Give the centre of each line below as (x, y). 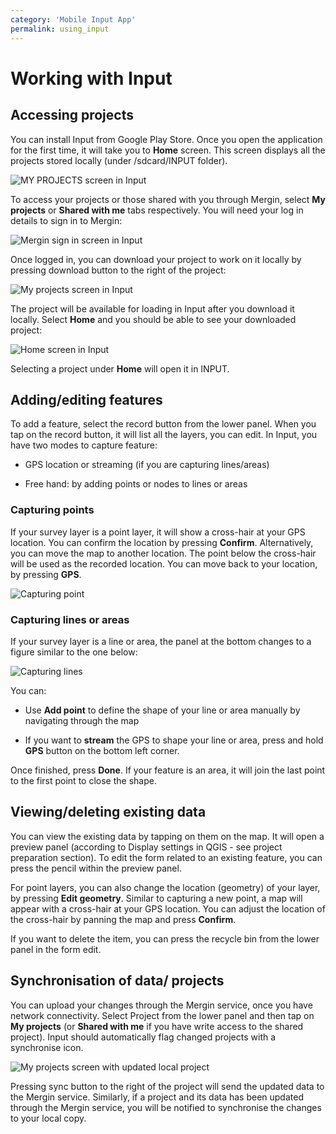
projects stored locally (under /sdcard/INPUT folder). (119, 160)
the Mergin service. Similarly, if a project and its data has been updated (157, 1097)
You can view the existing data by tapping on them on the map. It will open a (167, 836)
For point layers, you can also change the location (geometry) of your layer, (165, 887)
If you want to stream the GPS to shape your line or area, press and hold (174, 740)
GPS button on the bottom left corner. (102, 750)
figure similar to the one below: (74, 652)
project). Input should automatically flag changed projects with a (143, 1037)
